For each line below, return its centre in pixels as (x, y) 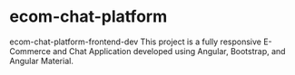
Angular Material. (42, 61)
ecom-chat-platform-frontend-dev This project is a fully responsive (135, 42)
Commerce (30, 51)
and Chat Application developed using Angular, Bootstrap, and (169, 51)
